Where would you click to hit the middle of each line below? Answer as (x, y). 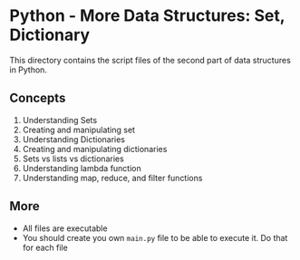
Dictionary (50, 35)
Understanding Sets (60, 120)
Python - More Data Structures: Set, (147, 16)
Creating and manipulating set (79, 130)
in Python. (29, 70)
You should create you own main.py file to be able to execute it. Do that (155, 237)
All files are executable (65, 228)
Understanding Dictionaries (73, 139)
